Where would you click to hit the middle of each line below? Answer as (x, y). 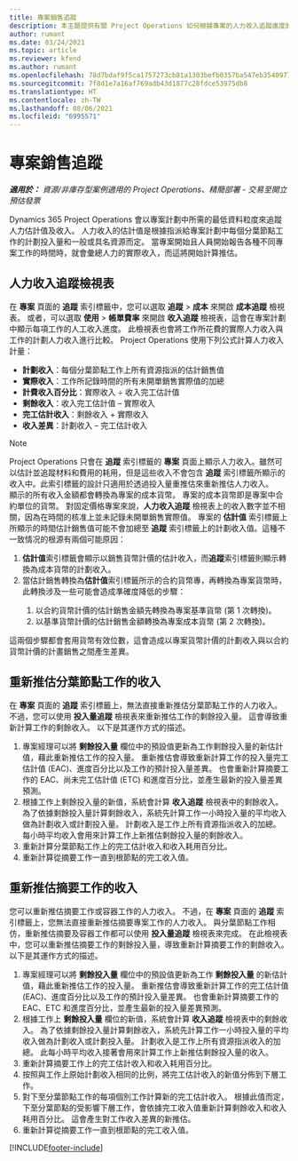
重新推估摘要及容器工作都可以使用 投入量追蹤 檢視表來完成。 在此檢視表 (156, 933)
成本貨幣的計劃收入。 (77, 569)
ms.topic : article (43, 51)
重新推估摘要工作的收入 (73, 888)
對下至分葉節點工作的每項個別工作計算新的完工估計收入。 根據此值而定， (155, 1096)
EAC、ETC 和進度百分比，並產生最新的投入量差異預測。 (124, 1007)
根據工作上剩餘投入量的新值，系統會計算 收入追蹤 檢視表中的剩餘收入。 (153, 801)
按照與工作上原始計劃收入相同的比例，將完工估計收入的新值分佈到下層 (150, 1074)
